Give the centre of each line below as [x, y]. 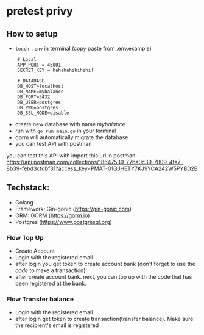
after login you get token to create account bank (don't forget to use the [105, 264]
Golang [24, 202]
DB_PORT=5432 [34, 97]
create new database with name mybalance [70, 124]
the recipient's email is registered [57, 325]
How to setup [32, 34]
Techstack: [28, 188]
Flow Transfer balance [40, 299]
